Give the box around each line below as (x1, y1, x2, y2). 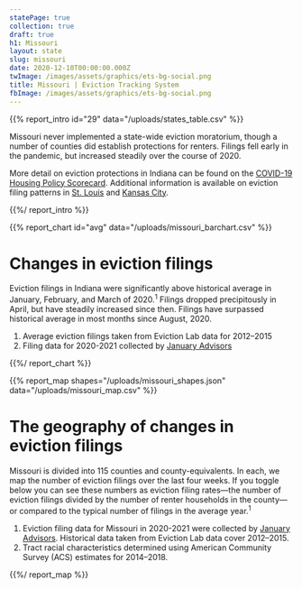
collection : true (9, 22, 75, 31)
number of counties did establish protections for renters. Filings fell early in (9, 141, 288, 152)
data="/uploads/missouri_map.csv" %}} (9, 385, 158, 396)
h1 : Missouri (9, 38, 59, 48)
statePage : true (9, 13, 70, 23)
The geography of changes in (9, 417, 234, 437)
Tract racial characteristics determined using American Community (22, 542, 272, 553)
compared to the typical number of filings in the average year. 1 (19, 504, 252, 516)
